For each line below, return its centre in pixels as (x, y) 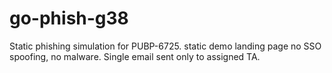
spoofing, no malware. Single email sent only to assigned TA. (135, 56)
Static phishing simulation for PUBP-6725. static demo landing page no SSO (165, 46)
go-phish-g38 (69, 18)
